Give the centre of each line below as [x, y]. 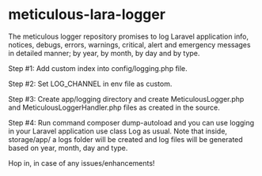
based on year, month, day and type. [68, 148]
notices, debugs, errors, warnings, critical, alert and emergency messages [129, 44]
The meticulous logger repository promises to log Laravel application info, [129, 36]
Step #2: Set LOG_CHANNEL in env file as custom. [90, 84]
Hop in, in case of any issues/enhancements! [82, 163]
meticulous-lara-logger [87, 15]
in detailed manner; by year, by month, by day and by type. [104, 53]
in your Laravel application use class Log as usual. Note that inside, [118, 131]
